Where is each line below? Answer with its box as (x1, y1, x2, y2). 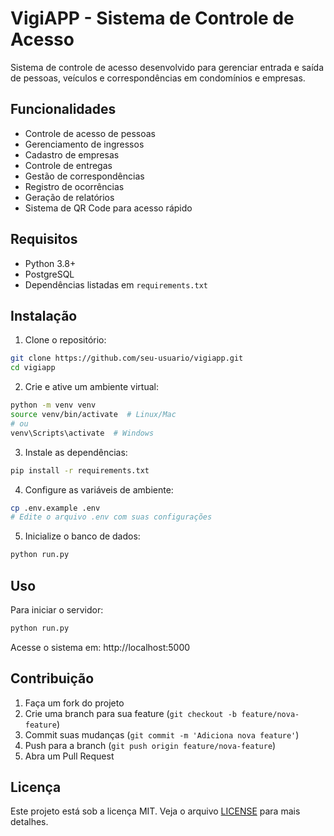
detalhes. (10, 816, 49, 828)
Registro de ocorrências (24, 180, 125, 192)
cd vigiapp (10, 363, 56, 373)
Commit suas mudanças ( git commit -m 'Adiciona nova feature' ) (24, 728, 300, 741)
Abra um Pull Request (24, 750, 115, 762)
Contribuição (10, 670, 95, 687)
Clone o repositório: (24, 334, 107, 346)
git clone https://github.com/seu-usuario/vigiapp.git (10, 353, 244, 364)
